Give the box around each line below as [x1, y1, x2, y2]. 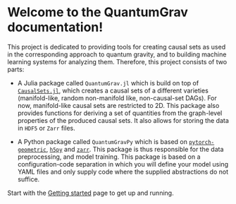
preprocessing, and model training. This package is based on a [17, 152, 201, 161]
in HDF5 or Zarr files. [17, 124, 75, 132]
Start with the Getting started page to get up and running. [7, 188, 174, 197]
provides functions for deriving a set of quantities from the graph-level [17, 109, 223, 117]
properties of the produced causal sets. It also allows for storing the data [17, 116, 229, 124]
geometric [17, 146, 47, 153]
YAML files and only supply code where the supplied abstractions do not [17, 167, 229, 176]
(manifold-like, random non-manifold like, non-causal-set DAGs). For [17, 93, 217, 102]
